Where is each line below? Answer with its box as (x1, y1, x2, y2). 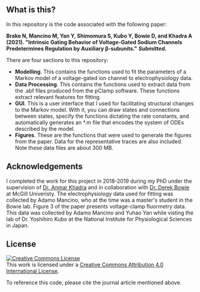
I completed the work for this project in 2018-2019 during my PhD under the (6, 177, 192, 185)
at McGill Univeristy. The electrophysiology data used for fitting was (6, 190, 173, 197)
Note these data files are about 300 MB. (14, 144, 113, 151)
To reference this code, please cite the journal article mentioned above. (6, 279, 182, 286)
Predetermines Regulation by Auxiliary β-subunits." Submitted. (6, 45, 167, 52)
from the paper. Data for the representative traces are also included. (14, 137, 183, 145)
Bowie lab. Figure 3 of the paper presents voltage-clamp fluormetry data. (6, 202, 186, 210)
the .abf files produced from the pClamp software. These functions (14, 87, 180, 94)
